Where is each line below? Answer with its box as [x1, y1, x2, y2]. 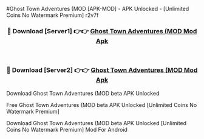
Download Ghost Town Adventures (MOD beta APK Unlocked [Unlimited [6, 119, 187, 126]
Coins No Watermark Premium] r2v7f [6, 11, 99, 19]
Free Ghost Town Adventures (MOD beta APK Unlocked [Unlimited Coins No [6, 101, 197, 108]
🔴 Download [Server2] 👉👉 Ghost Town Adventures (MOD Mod [6, 66, 198, 74]
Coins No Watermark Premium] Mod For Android [6, 126, 127, 133]
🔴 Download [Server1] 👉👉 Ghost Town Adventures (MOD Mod [7, 27, 197, 35]
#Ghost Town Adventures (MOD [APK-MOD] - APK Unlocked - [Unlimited [6, 5, 189, 12]
